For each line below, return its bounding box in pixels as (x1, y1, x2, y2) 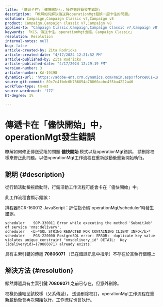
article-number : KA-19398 (5, 70, 57, 75)
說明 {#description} (5, 171, 65, 179)
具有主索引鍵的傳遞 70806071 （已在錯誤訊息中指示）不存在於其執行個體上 (5, 251, 156, 256)
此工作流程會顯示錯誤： (5, 195, 52, 200)
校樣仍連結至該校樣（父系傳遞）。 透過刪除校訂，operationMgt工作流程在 (5, 290, 150, 296)
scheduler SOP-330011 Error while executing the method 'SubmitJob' (5, 221, 153, 225)
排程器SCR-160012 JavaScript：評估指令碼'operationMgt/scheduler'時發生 (5, 205, 154, 210)
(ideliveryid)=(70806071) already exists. (5, 242, 92, 247)
